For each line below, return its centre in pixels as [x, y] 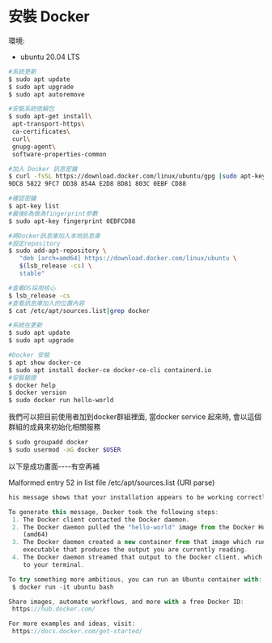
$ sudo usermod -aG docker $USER [65, 450]
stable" [32, 274]
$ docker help [32, 385]
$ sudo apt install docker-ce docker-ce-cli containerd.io [110, 370]
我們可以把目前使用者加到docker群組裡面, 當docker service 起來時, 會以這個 [135, 417]
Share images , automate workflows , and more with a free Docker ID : [126, 602]
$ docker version [38, 393]
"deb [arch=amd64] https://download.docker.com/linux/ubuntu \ [128, 259]
